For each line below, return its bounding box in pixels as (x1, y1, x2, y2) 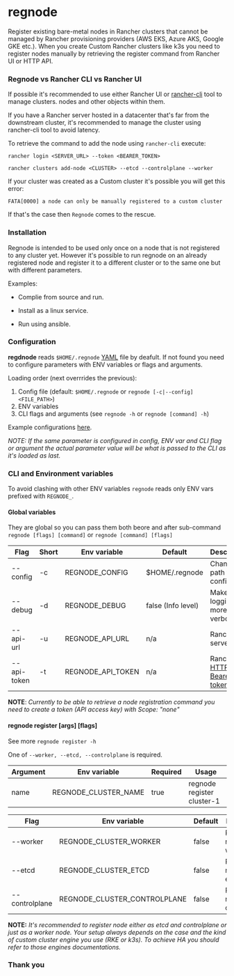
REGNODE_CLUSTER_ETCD (59, 865, 150, 875)
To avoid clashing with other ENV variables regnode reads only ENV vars (8, 485, 214, 493)
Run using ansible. (17, 320, 72, 328)
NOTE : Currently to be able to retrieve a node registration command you (8, 698, 215, 706)
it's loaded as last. (8, 451, 61, 460)
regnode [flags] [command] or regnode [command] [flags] (8, 531, 173, 539)
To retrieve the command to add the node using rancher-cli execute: (8, 139, 206, 148)
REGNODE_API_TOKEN (65, 667, 140, 676)
